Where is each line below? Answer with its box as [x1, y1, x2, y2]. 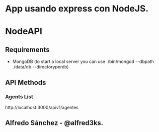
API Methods [5, 78, 46, 87]
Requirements [5, 45, 50, 54]
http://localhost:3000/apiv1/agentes [5, 104, 79, 110]
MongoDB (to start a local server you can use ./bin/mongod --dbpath [12, 59, 154, 65]
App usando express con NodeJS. [5, 3, 149, 14]
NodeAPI [5, 26, 42, 37]
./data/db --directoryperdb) [12, 64, 69, 70]
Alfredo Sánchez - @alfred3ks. [5, 119, 103, 127]
